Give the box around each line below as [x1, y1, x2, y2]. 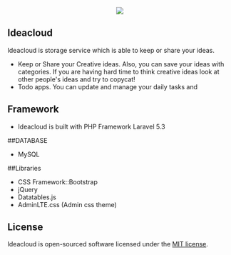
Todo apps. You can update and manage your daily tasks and [17, 82, 198, 91]
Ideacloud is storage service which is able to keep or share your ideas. [7, 46, 215, 54]
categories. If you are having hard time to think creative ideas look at [17, 67, 220, 76]
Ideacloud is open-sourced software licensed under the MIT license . [7, 240, 209, 249]
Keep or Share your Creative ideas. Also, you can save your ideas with [17, 59, 225, 68]
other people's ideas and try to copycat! [17, 75, 135, 84]
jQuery [17, 185, 38, 194]
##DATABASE [7, 136, 48, 144]
